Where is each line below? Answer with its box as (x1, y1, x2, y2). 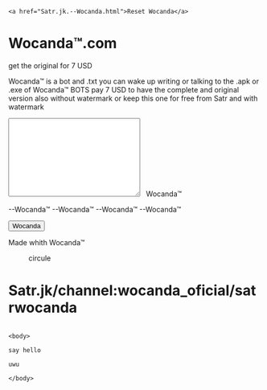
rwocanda (8, 298, 78, 317)
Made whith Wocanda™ (8, 237, 85, 247)
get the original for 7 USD (8, 60, 92, 70)
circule (28, 253, 51, 263)
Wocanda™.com (8, 35, 117, 52)
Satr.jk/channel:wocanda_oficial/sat (8, 281, 257, 300)
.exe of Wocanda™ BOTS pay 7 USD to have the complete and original (8, 84, 240, 94)
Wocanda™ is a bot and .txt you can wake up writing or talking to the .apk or (8, 76, 260, 86)
